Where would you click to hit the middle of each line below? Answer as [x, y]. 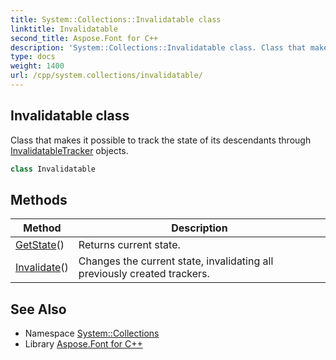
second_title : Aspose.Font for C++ [84, 38]
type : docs [33, 57]
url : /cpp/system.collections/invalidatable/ [106, 76]
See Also [38, 309]
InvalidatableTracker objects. [69, 150]
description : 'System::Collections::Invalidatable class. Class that [158, 47]
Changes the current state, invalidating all [176, 261]
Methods [39, 199]
